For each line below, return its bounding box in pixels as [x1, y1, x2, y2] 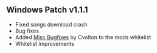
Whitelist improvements [15, 40, 75, 47]
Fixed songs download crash [15, 20, 88, 28]
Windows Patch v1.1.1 [6, 5, 88, 15]
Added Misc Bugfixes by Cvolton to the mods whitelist [15, 33, 151, 41]
